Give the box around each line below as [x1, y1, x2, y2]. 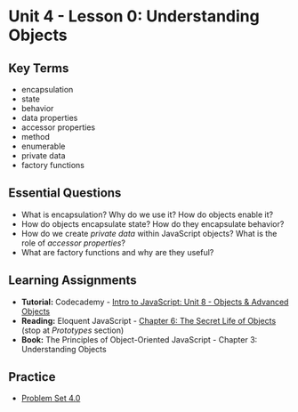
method [20, 132, 51, 141]
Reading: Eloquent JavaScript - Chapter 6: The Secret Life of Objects [20, 315, 277, 326]
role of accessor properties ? [20, 238, 126, 248]
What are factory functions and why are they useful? [20, 246, 214, 257]
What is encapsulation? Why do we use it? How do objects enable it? [20, 209, 273, 220]
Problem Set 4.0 [20, 393, 81, 404]
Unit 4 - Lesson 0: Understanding [8, 6, 260, 27]
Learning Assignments [8, 273, 137, 288]
